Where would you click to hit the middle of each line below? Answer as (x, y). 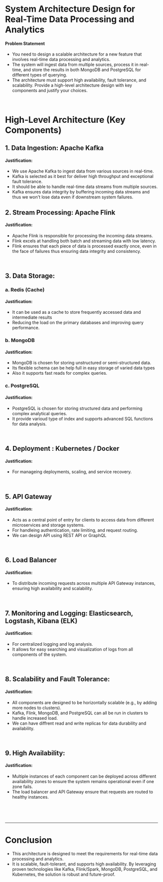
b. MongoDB (20, 341)
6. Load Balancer (31, 560)
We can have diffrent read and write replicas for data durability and (79, 723)
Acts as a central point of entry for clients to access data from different (83, 519)
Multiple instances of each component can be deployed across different (84, 776)
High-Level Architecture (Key (65, 120)
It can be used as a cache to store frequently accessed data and (76, 312)
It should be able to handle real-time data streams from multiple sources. (85, 187)
